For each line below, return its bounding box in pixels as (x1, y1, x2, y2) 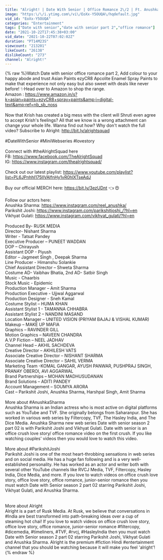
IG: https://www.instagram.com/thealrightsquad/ (5, 159, 102, 165)
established (5, 461, 28, 467)
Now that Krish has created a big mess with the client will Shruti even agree (5, 112, 156, 118)
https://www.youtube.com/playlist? (63, 169, 133, 175)
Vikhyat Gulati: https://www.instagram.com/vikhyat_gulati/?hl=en (5, 213, 135, 219)
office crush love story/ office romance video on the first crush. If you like (5, 430, 152, 437)
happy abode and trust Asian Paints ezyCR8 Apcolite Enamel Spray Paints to (5, 76, 158, 81)
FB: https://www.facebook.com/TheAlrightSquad (5, 154, 103, 160)
